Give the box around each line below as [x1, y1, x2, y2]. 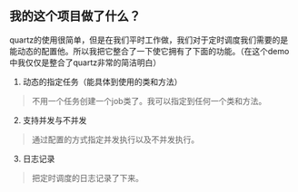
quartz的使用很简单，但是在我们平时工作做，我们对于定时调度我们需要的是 [9, 34, 289, 45]
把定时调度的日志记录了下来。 [31, 172, 144, 183]
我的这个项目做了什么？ [9, 8, 141, 24]
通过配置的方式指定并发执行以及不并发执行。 [31, 134, 200, 145]
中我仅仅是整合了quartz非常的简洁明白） [9, 57, 162, 68]
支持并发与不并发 [22, 114, 87, 125]
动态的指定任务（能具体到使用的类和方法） [22, 76, 183, 87]
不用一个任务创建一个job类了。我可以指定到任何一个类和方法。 [31, 95, 267, 106]
